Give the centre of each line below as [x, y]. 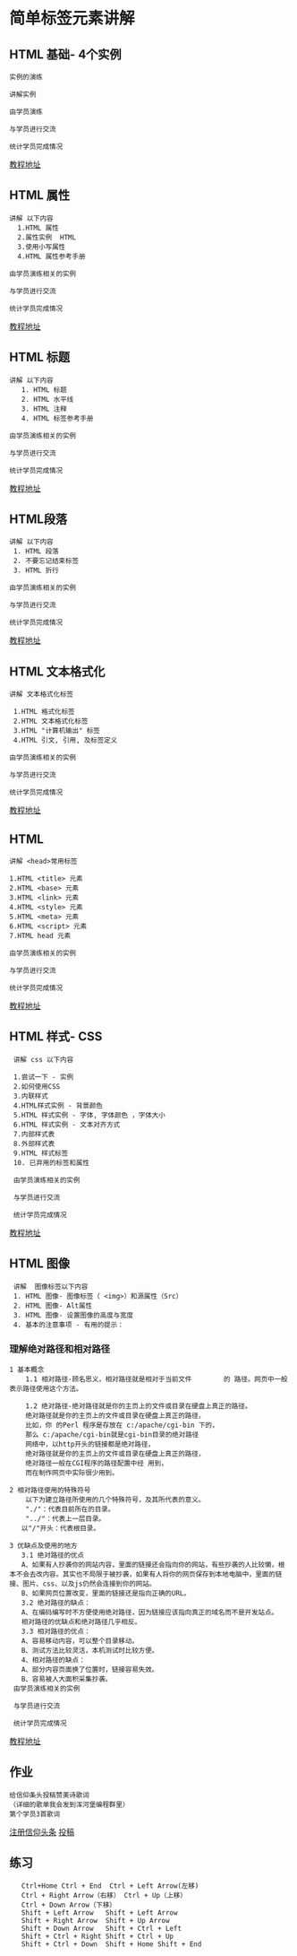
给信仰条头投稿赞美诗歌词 [49, 1795]
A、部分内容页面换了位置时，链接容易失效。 [90, 1669]
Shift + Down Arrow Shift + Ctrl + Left [101, 1928]
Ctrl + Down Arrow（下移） [68, 1905]
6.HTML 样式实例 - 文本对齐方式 [67, 1125]
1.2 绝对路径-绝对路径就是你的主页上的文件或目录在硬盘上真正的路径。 [139, 1406]
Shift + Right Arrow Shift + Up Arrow [95, 1920]
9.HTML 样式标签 [41, 1153]
